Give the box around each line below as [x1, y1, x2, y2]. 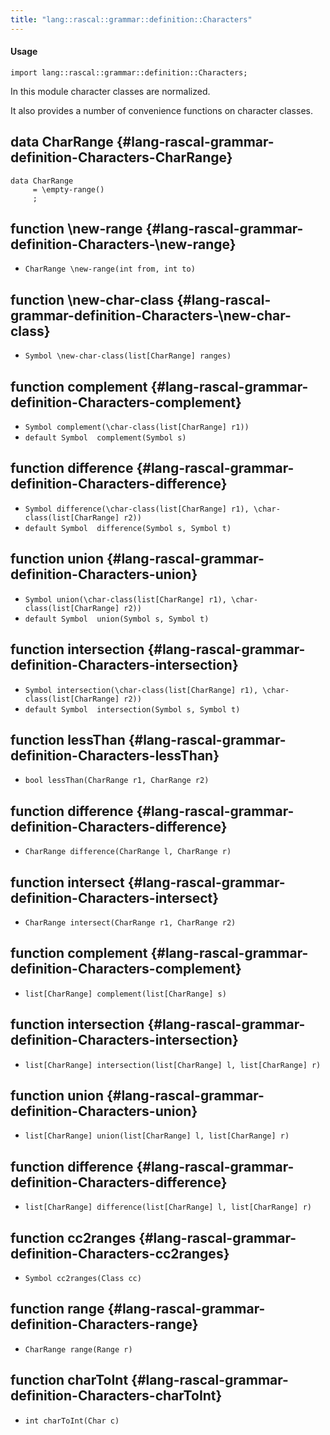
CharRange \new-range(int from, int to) [24, 264, 196, 275]
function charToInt [10, 1372, 129, 1389]
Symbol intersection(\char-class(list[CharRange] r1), [24, 685, 259, 695]
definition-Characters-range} [10, 1316, 199, 1333]
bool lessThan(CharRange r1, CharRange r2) [24, 776, 210, 786]
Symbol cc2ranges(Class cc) [24, 1274, 142, 1284]
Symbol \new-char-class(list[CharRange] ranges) [24, 351, 232, 361]
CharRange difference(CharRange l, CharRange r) [24, 847, 232, 857]
